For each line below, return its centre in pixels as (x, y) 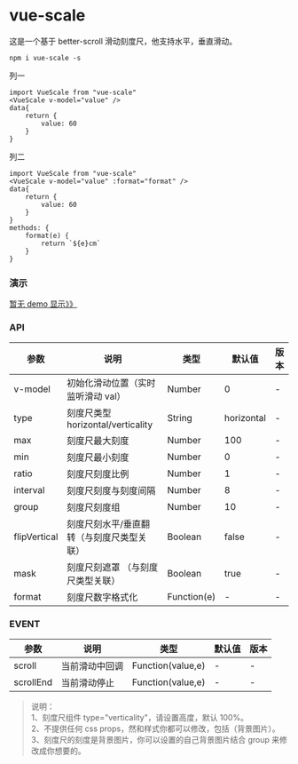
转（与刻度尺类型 (102, 537)
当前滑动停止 (88, 682)
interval (29, 489)
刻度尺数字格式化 (102, 597)
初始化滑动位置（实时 (111, 383)
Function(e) (192, 596)
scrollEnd (33, 682)
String (180, 418)
